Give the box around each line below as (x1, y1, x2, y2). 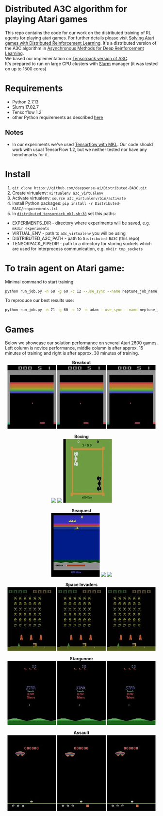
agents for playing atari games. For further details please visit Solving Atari (5, 35, 154, 41)
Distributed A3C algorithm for (5, 3, 128, 15)
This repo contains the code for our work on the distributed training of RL (5, 30, 151, 35)
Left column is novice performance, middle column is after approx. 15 (5, 345, 144, 351)
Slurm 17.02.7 (12, 104, 39, 110)
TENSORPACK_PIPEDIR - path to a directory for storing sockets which (12, 240, 152, 246)
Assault (73, 730, 90, 736)
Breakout (72, 360, 91, 366)
